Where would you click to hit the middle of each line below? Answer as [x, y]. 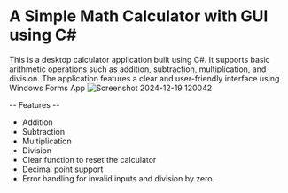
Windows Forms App [47, 88]
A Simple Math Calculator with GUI [139, 16]
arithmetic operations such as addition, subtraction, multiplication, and [138, 69]
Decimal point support [62, 169]
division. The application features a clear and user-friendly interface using [144, 78]
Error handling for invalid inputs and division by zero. [118, 178]
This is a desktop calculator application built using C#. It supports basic [140, 59]
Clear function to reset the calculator [89, 159]
